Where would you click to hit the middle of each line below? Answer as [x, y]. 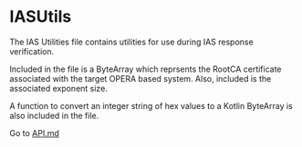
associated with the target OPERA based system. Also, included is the [141, 78]
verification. [32, 51]
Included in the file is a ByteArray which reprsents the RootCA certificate [146, 69]
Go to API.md [34, 132]
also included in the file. [54, 115]
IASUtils [41, 17]
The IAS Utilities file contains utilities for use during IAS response [131, 42]
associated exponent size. [58, 88]
